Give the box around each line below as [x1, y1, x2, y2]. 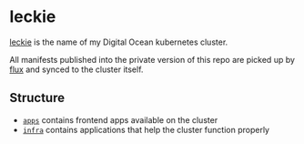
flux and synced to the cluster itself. [9, 64, 144, 75]
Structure [9, 90, 66, 106]
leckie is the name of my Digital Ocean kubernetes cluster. [9, 36, 228, 47]
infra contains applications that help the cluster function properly [22, 124, 270, 135]
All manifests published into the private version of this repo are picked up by [9, 54, 296, 65]
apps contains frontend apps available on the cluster [22, 114, 218, 125]
